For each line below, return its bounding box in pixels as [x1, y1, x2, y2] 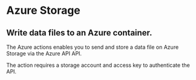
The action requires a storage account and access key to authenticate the [6, 61, 191, 69]
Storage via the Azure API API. [6, 50, 82, 57]
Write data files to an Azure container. [6, 28, 152, 38]
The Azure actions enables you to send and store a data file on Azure [6, 43, 179, 51]
